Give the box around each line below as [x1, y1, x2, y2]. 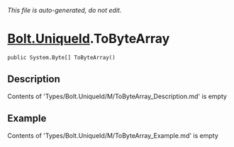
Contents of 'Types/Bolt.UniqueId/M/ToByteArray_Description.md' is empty [7, 92, 227, 100]
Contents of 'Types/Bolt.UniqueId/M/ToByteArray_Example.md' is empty [7, 131, 218, 140]
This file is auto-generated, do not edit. [7, 6, 122, 14]
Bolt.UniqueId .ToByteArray [7, 31, 170, 47]
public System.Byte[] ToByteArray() [7, 54, 116, 61]
